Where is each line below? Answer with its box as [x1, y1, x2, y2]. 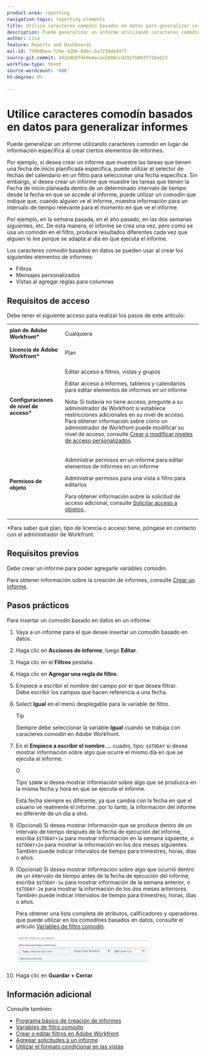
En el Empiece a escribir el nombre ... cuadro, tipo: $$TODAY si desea [15, 742, 188, 749]
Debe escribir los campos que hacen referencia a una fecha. [15, 688, 168, 696]
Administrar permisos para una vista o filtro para [64, 474, 186, 482]
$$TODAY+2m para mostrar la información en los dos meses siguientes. [15, 841, 189, 848]
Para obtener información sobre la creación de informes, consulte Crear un [7, 576, 195, 583]
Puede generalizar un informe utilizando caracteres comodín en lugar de [7, 141, 189, 148]
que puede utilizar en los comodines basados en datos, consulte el [15, 916, 184, 923]
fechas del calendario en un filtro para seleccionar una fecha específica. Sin [7, 172, 198, 179]
